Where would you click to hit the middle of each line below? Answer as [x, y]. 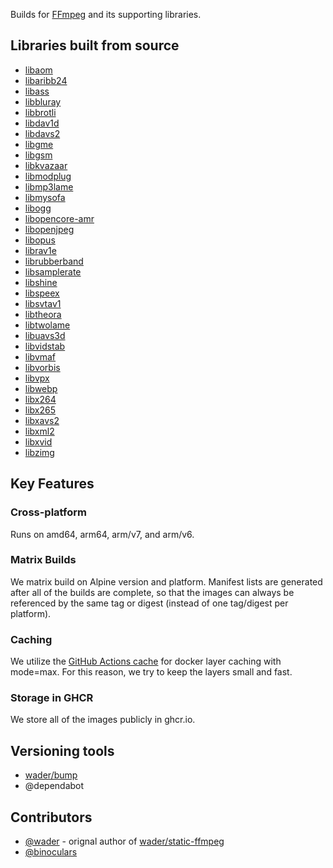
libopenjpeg [49, 229]
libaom [38, 70]
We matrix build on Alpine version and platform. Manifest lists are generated [166, 581]
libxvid [38, 441]
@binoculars [51, 852]
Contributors [51, 817]
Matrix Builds [43, 560]
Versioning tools [62, 750]
